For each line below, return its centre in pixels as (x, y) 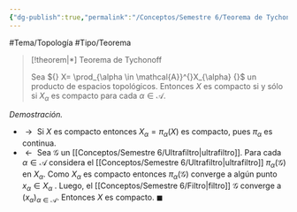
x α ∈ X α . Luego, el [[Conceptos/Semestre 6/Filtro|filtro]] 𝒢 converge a (152, 186)
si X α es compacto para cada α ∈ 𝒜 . (98, 96)
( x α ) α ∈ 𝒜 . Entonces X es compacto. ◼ (92, 198)
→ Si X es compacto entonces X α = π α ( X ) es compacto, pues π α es (149, 133)
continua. (39, 143)
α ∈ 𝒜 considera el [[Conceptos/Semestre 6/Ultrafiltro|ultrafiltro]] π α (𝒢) (154, 164)
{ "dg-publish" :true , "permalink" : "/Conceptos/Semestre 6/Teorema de (136, 17)
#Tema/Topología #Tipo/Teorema (70, 42)
